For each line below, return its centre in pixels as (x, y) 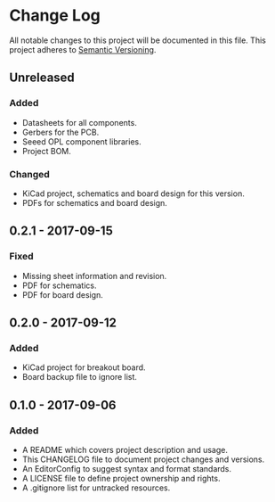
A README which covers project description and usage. (125, 449)
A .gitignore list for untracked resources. (96, 488)
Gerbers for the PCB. (61, 132)
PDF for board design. (63, 294)
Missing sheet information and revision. (94, 276)
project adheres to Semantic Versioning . (83, 49)
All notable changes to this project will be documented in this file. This (138, 40)
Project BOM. (46, 151)
